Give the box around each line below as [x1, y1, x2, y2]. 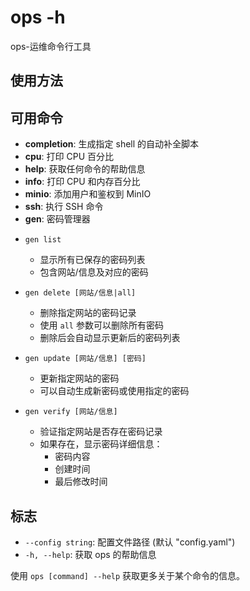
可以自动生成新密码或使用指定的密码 [39, 385, 190, 397]
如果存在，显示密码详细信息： [39, 438, 163, 450]
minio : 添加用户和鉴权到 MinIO [24, 188, 152, 200]
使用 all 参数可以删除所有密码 [39, 319, 164, 331]
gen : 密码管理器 [24, 213, 91, 225]
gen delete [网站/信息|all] [24, 288, 137, 298]
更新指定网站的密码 [39, 372, 120, 385]
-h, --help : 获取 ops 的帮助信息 [24, 548, 157, 560]
